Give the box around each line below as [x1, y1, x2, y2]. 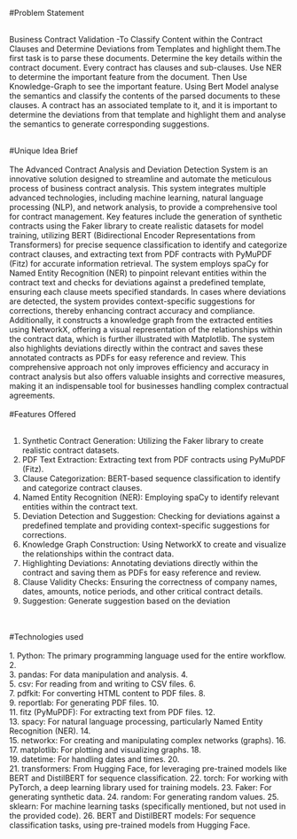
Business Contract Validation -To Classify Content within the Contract [9, 35, 263, 44]
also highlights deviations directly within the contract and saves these [9, 343, 263, 353]
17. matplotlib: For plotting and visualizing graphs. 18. [9, 744, 201, 755]
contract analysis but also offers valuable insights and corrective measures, [9, 371, 285, 382]
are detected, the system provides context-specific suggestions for [9, 296, 255, 307]
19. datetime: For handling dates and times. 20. [9, 754, 180, 765]
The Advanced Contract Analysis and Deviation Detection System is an [9, 164, 269, 175]
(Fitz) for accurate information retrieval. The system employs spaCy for [9, 259, 269, 268]
